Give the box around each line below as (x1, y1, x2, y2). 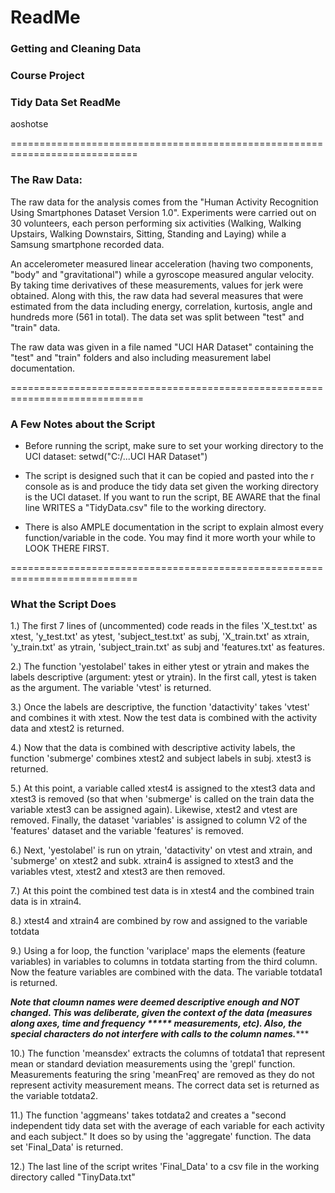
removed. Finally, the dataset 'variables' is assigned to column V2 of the (10, 814, 308, 826)
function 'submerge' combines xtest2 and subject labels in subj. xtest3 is (10, 752, 312, 765)
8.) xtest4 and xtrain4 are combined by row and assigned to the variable (10, 915, 308, 927)
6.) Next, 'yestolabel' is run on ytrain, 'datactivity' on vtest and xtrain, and (10, 844, 313, 856)
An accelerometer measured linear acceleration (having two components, (10, 257, 314, 270)
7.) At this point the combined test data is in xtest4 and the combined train (10, 885, 315, 897)
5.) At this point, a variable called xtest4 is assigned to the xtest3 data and (10, 782, 316, 795)
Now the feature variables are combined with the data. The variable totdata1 (10, 966, 323, 978)
